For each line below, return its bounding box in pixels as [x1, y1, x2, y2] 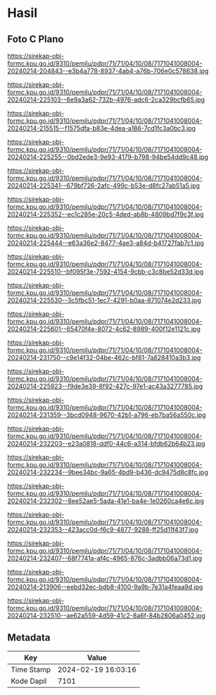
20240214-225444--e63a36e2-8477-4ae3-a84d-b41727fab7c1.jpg [7, 238, 204, 247]
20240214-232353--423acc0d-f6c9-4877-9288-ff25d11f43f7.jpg [7, 526, 198, 533]
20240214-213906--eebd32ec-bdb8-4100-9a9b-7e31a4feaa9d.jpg [7, 583, 203, 591]
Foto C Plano [7, 33, 64, 45]
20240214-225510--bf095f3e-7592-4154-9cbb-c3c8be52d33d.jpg [7, 267, 204, 276]
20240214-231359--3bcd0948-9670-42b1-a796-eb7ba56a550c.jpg [7, 411, 206, 419]
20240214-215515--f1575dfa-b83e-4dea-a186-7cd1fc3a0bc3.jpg [7, 124, 196, 132]
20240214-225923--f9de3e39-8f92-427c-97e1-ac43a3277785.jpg [7, 382, 203, 390]
